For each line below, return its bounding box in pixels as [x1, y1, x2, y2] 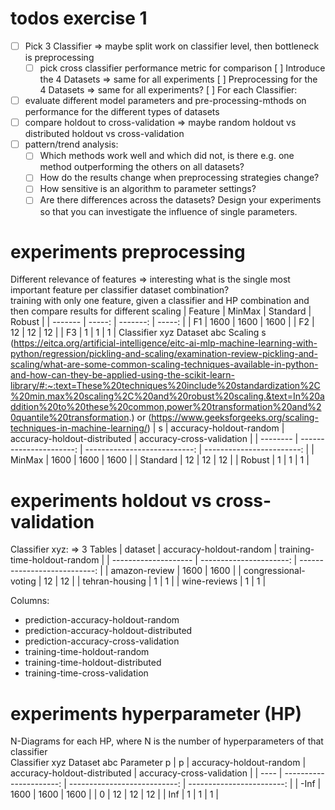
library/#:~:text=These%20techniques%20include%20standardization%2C [10, 380, 321, 392]
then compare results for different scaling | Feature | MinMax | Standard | [10, 305, 312, 317]
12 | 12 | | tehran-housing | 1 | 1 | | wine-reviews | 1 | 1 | [43, 575, 267, 587]
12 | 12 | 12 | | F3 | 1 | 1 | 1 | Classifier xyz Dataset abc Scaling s [10, 327, 267, 339]
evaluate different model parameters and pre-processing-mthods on [24, 95, 307, 107]
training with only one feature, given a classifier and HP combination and [10, 295, 310, 307]
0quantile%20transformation [10, 412, 130, 424]
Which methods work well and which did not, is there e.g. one [39, 150, 295, 162]
